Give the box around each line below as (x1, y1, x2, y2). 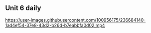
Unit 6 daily (5, 4, 41, 12)
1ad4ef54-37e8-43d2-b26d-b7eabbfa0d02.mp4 (5, 22, 105, 28)
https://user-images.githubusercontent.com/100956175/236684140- (5, 17, 146, 23)
